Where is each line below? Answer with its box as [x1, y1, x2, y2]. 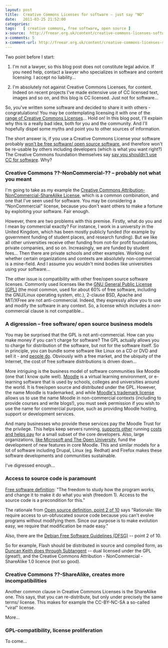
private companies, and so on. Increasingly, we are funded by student [5, 245, 149, 251]
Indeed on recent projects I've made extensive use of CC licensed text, [12, 89, 159, 95]
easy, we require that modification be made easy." [5, 523, 108, 529]
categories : [5, 21, 30, 27]
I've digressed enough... [5, 463, 55, 469]
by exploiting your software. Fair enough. [5, 208, 90, 214]
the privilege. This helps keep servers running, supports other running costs [5, 426, 162, 432]
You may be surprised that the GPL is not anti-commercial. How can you [5, 332, 154, 338]
